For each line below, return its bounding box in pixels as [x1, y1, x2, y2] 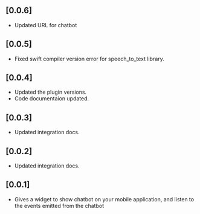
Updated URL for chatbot [14, 21, 77, 28]
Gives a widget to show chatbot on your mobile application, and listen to [14, 195, 195, 203]
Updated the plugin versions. [14, 88, 87, 96]
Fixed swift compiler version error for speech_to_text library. [14, 55, 164, 62]
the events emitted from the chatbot [14, 202, 104, 209]
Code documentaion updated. [14, 95, 89, 102]
